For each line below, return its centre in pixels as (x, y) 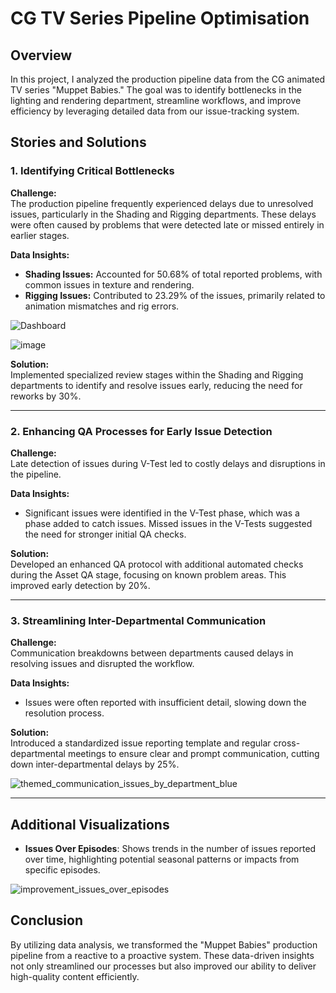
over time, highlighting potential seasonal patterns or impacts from (162, 859)
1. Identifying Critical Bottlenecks (92, 171)
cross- (287, 743)
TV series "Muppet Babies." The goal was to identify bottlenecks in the (156, 90)
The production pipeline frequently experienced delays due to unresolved (162, 203)
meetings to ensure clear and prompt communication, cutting (193, 754)
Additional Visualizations (90, 824)
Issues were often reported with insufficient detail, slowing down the (165, 703)
